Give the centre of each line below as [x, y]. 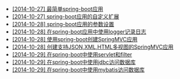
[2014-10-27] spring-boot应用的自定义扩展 [66, 16]
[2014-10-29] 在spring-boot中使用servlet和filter [72, 54]
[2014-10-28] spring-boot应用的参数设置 [63, 24]
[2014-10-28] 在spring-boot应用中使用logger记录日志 [79, 32]
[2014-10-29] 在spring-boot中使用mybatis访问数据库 [78, 70]
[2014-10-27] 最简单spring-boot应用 [58, 9]
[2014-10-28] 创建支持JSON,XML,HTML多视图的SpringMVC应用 [93, 47]
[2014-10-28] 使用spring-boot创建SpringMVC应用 [75, 39]
